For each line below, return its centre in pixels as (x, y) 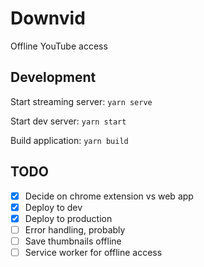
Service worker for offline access (93, 252)
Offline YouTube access (59, 46)
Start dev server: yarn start (68, 121)
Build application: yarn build (69, 140)
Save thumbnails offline (73, 241)
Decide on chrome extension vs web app (109, 196)
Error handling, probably (75, 229)
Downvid (48, 18)
